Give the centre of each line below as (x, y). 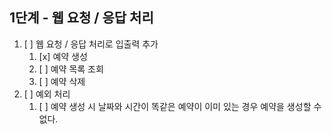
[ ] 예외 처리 (47, 94)
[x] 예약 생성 (63, 56)
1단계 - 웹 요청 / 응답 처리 (81, 18)
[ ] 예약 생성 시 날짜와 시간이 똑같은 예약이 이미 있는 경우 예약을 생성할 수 (180, 106)
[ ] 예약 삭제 (62, 81)
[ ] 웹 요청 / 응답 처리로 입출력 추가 (91, 44)
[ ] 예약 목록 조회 (71, 69)
